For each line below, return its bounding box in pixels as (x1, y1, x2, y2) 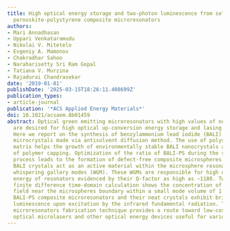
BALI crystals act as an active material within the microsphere (13, 162, 204, 169)
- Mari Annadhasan (7, 29, 60, 36)
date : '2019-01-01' (7, 80, 63, 87)
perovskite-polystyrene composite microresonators (13, 16, 161, 23)
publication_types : (7, 93, 63, 100)
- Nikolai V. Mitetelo (7, 42, 72, 49)
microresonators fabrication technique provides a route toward (13, 207, 201, 214)
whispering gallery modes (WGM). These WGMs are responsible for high (13, 169, 219, 176)
